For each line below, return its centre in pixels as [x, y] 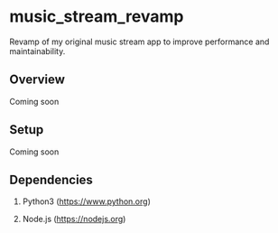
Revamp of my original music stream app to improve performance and [139, 42]
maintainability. [37, 51]
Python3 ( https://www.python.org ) [86, 201]
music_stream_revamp [97, 17]
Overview [37, 80]
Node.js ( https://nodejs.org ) [74, 219]
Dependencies [51, 179]
